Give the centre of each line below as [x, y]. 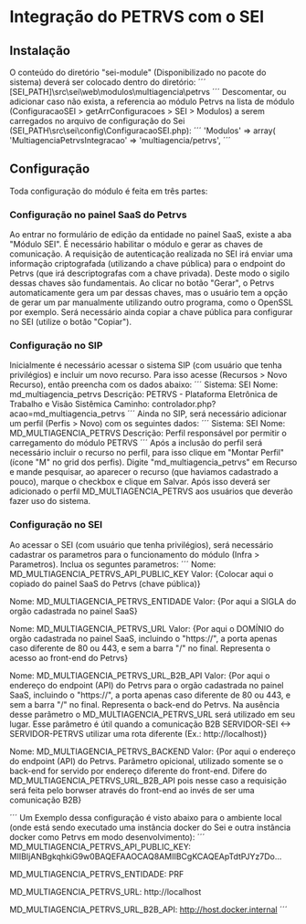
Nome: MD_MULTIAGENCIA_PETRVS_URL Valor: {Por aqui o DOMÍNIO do [147, 628]
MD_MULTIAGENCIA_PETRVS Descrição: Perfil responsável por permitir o [148, 433]
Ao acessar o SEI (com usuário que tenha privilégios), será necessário [142, 544]
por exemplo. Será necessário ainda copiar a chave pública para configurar [151, 312]
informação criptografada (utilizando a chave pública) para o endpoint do [148, 264]
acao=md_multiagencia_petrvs [68, 414]
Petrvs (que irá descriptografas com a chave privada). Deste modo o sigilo [150, 273]
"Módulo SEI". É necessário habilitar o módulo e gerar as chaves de [136, 245]
